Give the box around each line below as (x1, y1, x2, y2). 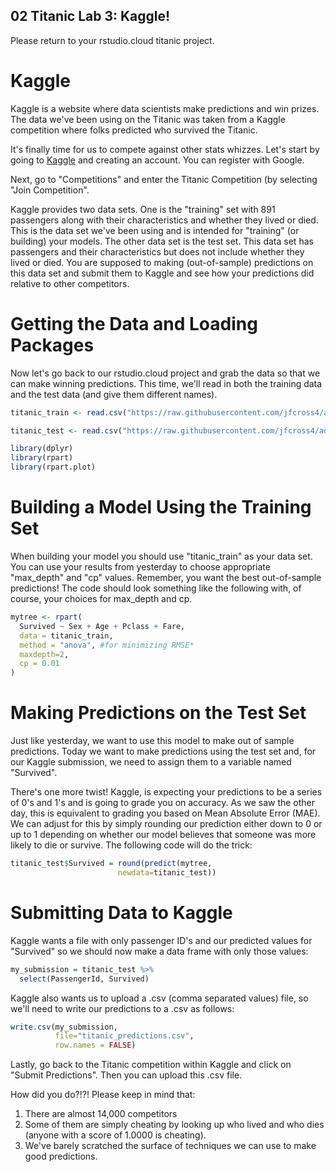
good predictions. (24, 1150, 98, 1163)
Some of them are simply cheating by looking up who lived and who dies (24, 1119, 325, 1131)
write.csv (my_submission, (10, 1022, 118, 1032)
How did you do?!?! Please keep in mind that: (10, 1089, 196, 1101)
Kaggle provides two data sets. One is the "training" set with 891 (10, 203, 276, 215)
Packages (10, 334, 95, 356)
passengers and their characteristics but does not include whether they (10, 245, 305, 258)
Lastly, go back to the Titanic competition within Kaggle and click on (10, 1059, 292, 1071)
